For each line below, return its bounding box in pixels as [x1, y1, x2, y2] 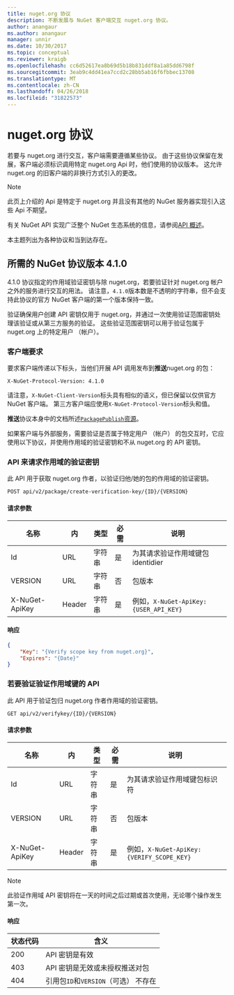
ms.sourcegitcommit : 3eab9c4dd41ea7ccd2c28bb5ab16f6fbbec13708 [7, 68, 195, 75]
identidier [132, 557, 164, 567]
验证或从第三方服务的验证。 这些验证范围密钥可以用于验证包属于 [19, 318, 204, 327]
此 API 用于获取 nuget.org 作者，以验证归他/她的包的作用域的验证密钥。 [7, 474, 213, 482]
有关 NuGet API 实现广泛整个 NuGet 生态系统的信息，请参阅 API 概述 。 [7, 221, 208, 229]
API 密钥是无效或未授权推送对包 [45, 963, 150, 973]
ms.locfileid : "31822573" [7, 95, 82, 102]
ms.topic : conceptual [7, 50, 70, 57]
